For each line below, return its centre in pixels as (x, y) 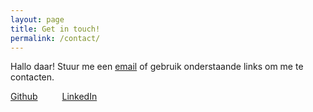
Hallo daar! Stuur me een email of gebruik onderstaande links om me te (157, 67)
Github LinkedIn (54, 97)
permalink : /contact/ (55, 38)
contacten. (32, 77)
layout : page (37, 19)
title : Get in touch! (55, 29)
